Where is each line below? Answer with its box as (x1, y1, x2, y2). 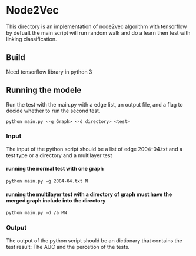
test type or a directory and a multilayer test (6, 151, 112, 159)
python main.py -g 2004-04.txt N (6, 178, 88, 184)
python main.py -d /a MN (6, 210, 67, 216)
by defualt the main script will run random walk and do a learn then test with (6, 29, 191, 36)
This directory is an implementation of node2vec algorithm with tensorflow (6, 23, 187, 30)
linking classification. (6, 35, 57, 42)
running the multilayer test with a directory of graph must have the (6, 191, 172, 198)
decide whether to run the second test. (6, 107, 101, 114)
